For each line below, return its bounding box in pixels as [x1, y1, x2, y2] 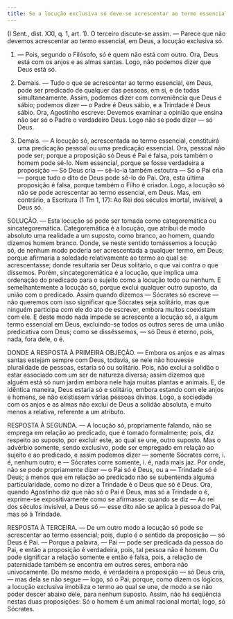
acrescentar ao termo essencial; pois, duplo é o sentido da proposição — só [7, 531, 225, 539]
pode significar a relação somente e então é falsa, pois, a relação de [7, 553, 202, 561]
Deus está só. [17, 65, 57, 73]
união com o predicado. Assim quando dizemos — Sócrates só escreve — [7, 290, 219, 299]
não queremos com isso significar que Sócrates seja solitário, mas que [7, 297, 209, 306]
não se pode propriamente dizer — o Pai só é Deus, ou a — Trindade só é [7, 465, 217, 473]
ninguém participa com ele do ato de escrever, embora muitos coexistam [7, 305, 216, 313]
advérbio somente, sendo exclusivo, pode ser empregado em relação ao [7, 443, 214, 451]
